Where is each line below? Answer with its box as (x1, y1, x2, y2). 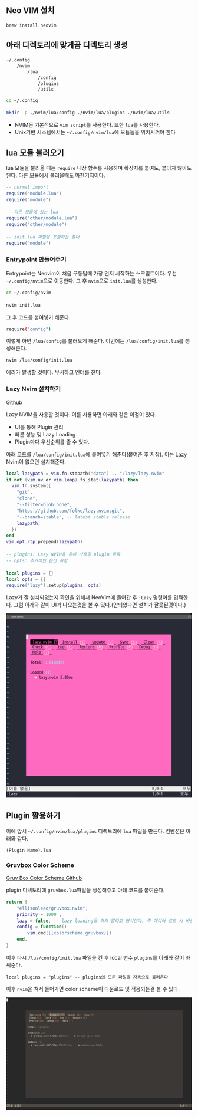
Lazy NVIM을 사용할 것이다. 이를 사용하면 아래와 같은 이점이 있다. (6, 411, 157, 418)
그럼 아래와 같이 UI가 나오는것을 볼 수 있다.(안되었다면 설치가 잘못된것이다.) (14, 601, 187, 609)
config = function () (16, 924, 67, 930)
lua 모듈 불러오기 (6, 147, 64, 157)
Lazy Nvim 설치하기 (6, 385, 61, 393)
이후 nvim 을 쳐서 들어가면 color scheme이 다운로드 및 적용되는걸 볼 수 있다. (6, 985, 180, 992)
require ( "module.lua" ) (6, 191, 62, 196)
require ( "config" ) (6, 326, 51, 332)
